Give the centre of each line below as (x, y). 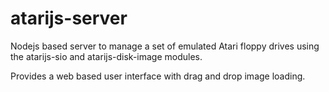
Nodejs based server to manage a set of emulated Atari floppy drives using (165, 46)
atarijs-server (69, 18)
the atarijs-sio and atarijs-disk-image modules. (106, 56)
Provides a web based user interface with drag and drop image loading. (158, 76)
